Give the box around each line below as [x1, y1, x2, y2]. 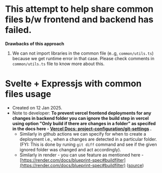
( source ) [127, 162, 144, 168]
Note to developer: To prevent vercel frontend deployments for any [12, 110, 152, 116]
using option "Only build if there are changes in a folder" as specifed [12, 120, 156, 126]
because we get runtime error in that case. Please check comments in [12, 55, 155, 61]
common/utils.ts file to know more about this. [12, 61, 105, 67]
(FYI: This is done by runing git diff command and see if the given [19, 141, 157, 147]
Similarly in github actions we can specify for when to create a [19, 131, 146, 137]
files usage [5, 89, 52, 100]
